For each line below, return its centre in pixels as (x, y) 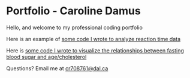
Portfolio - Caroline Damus (73, 11)
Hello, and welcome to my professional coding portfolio (74, 27)
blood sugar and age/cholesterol (46, 57)
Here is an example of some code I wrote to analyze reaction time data (94, 39)
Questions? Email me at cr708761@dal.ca (57, 68)
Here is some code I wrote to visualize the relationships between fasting (95, 50)
